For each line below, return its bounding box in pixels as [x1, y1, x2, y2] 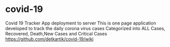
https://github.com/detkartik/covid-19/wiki [5, 36, 94, 42]
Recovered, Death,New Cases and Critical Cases [5, 30, 108, 36]
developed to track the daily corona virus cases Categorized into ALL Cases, [5, 25, 165, 31]
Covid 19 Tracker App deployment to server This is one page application [5, 20, 156, 26]
